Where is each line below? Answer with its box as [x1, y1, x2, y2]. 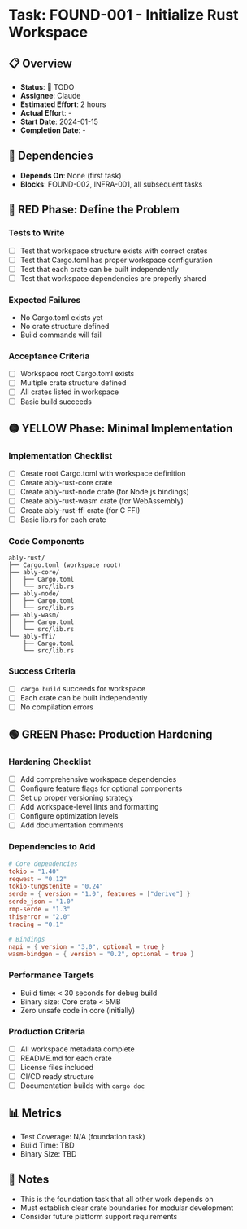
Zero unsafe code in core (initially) [19, 1005, 136, 1015]
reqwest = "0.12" [8, 875, 67, 883]
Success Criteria [8, 665, 76, 677]
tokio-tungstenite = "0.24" [8, 882, 104, 891]
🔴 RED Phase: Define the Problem [8, 203, 180, 217]
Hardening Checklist [8, 756, 92, 767]
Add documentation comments [19, 820, 124, 830]
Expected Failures [8, 294, 81, 305]
